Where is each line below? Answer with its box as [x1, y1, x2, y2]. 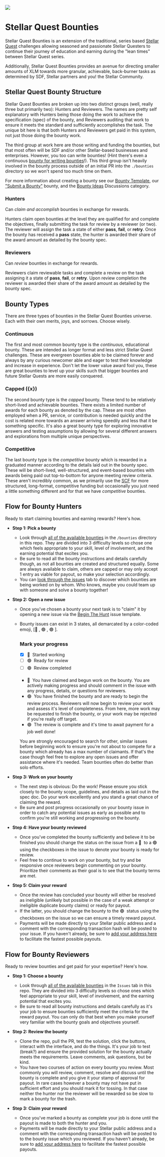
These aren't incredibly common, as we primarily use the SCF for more [5, 478, 149, 484]
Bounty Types [5, 300, 49, 308]
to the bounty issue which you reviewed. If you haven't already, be [19, 1136, 155, 1142]
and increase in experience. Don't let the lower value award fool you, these [5, 363, 157, 369]
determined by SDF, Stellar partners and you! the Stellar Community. [5, 73, 144, 79]
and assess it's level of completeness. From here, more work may [27, 706, 160, 712]
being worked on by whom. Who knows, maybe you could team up [19, 581, 155, 587]
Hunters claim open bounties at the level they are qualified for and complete [5, 216, 159, 222]
